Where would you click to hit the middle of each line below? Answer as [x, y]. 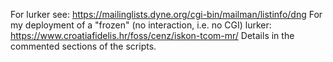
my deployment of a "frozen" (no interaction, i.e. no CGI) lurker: [141, 25]
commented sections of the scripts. [83, 46]
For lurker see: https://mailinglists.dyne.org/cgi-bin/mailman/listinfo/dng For [166, 14]
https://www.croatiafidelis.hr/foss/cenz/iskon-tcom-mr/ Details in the [152, 35]
